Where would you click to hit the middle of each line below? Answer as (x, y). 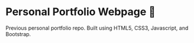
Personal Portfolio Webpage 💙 (81, 12)
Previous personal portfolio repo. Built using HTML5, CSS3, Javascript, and (97, 28)
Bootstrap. (18, 34)
